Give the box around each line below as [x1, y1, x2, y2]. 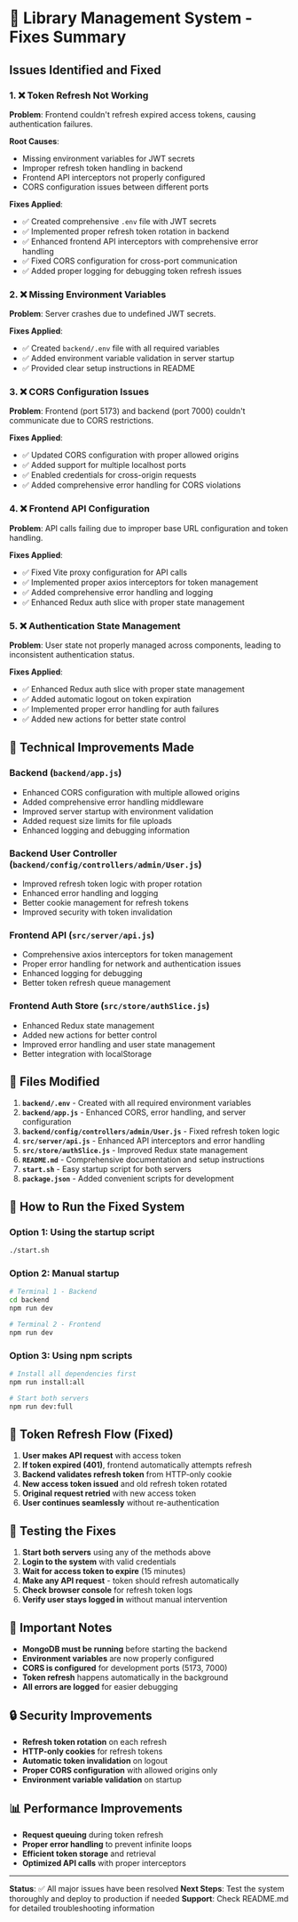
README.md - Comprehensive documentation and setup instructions [21, 1154, 265, 1165]
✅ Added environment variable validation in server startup [21, 353, 235, 364]
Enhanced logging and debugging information [21, 825, 191, 836]
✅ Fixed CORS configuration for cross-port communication [21, 255, 238, 266]
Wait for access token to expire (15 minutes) [21, 1566, 186, 1577]
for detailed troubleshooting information [9, 1902, 155, 1913]
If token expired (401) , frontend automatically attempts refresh [21, 1459, 253, 1471]
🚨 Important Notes [9, 1619, 113, 1635]
